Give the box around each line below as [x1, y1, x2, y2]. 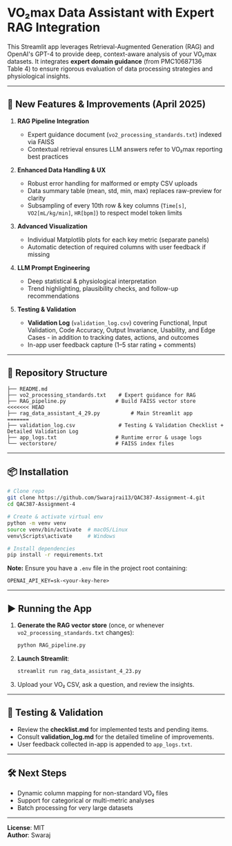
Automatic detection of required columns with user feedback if [27, 242, 206, 251]
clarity [27, 194, 46, 202]
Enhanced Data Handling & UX [17, 165, 106, 174]
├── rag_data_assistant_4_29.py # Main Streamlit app [7, 410, 193, 417]
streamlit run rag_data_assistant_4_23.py [17, 667, 142, 674]
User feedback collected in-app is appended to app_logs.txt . [17, 739, 193, 748]
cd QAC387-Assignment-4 [7, 501, 76, 508]
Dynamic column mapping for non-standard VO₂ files [17, 789, 168, 798]
